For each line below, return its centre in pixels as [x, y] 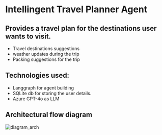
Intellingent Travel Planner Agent [76, 9]
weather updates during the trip [46, 54]
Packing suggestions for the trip [46, 59]
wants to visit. [28, 36]
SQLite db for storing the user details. [52, 93]
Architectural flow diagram [49, 115]
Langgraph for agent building [43, 87]
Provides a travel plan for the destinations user [81, 28]
